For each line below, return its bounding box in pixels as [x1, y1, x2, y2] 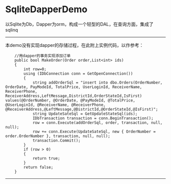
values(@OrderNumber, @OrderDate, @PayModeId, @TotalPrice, [5, 98, 136, 103]
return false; [23, 165, 53, 170]
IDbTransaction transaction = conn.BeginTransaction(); [32, 116, 154, 121]
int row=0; [23, 66, 47, 72]
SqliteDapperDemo [5, 4, 88, 15]
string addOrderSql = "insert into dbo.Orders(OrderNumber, [32, 80, 163, 85]
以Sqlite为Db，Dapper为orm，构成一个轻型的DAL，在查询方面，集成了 [5, 21, 154, 27]
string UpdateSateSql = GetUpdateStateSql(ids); [32, 111, 138, 116]
